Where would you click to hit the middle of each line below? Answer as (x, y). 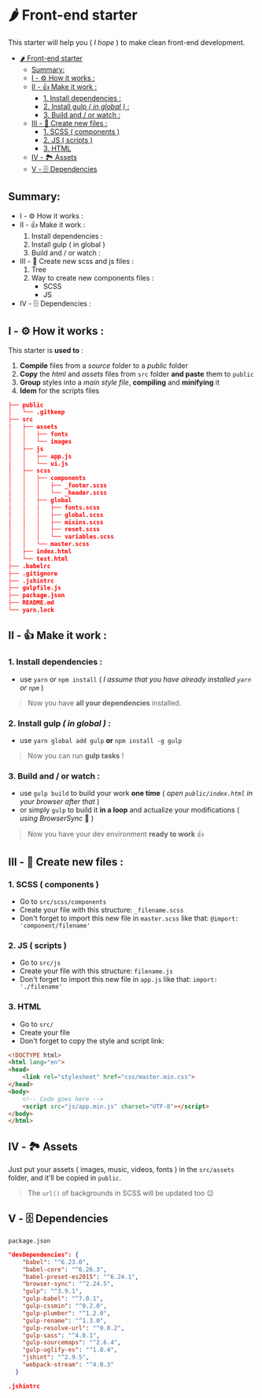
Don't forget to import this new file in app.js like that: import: (118, 980)
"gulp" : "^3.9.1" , (52, 1292)
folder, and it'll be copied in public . (65, 1178)
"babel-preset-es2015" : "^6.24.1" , (81, 1277)
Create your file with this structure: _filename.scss (101, 909)
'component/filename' (55, 926)
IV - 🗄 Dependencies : (55, 303)
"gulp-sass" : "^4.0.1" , (61, 1335)
